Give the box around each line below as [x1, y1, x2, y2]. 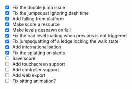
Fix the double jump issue [12, 5, 66, 10]
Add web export [12, 72, 46, 78]
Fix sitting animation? [12, 78, 56, 84]
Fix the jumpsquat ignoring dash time [12, 10, 89, 16]
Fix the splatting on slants [12, 50, 65, 56]
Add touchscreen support [12, 61, 66, 67]
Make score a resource [12, 21, 60, 27]
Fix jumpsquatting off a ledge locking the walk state [12, 38, 119, 44]
